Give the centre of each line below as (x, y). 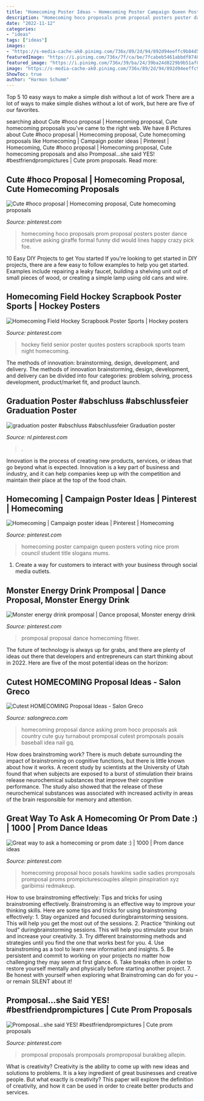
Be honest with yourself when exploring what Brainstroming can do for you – (102, 975)
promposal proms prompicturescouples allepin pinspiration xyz (100, 879)
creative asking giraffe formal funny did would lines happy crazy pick (107, 240)
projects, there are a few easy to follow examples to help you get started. (98, 264)
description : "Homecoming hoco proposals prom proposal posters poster (99, 18)
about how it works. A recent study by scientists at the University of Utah (98, 767)
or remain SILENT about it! (39, 981)
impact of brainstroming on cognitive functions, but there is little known (96, 761)
